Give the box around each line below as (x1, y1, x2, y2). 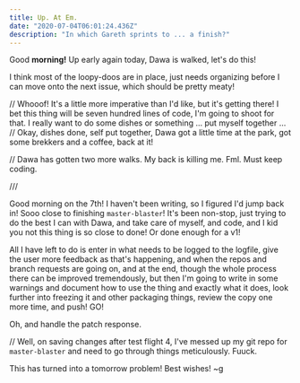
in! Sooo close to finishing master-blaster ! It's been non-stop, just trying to (9, 208, 287, 219)
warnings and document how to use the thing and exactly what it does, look (9, 283, 289, 293)
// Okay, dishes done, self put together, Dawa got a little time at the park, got (9, 127, 292, 138)
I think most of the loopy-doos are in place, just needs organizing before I (9, 72, 280, 83)
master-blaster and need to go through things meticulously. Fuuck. (9, 346, 258, 357)
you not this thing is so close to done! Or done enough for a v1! (9, 227, 241, 238)
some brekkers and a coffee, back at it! (9, 136, 154, 148)
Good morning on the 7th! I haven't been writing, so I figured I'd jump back (9, 198, 285, 209)
